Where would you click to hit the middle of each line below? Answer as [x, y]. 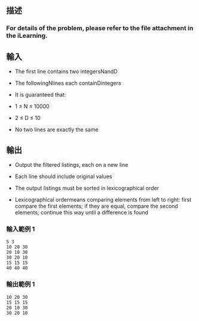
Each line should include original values [63, 176]
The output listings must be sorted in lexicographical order [87, 188]
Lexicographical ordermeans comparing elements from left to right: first [103, 199]
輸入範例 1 [21, 229]
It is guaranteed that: [40, 95]
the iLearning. [27, 36]
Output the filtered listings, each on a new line [71, 164]
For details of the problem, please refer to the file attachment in [100, 28]
